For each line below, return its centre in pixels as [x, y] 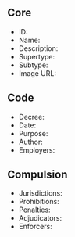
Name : [29, 40]
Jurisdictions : [41, 193]
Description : [38, 48]
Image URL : [37, 73]
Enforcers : [35, 227]
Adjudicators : [40, 218]
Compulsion [37, 175]
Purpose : [33, 133]
